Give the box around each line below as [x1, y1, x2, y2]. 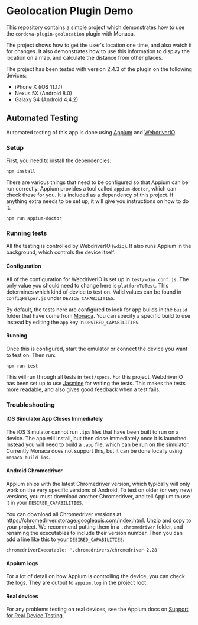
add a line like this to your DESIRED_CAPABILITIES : [6, 536, 125, 543]
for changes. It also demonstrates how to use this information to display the [6, 47, 190, 54]
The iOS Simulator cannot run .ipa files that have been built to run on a [6, 428, 179, 436]
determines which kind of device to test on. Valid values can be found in [6, 288, 182, 295]
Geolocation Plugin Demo [6, 4, 134, 18]
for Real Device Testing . [6, 612, 64, 619]
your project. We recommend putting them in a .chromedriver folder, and [6, 523, 183, 530]
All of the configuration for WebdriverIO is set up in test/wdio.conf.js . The [6, 275, 189, 282]
